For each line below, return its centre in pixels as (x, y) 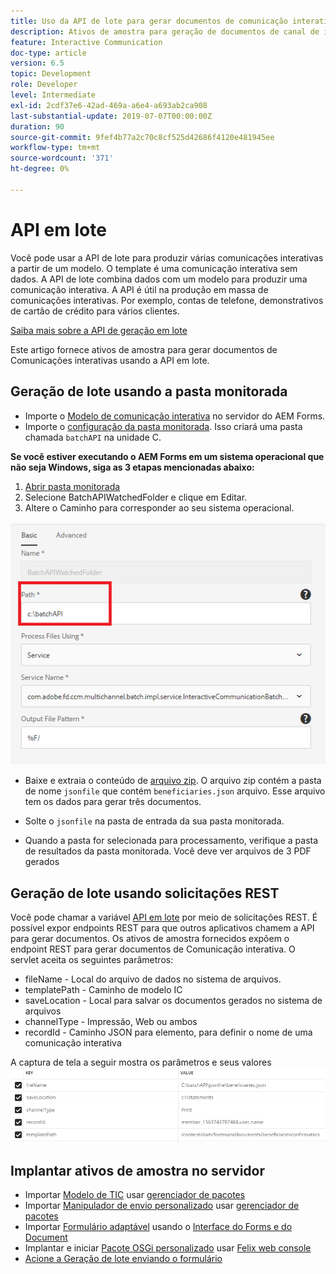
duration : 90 (37, 126)
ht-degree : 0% (40, 169)
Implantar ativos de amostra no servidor (138, 1170)
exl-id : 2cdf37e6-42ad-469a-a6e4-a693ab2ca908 (109, 105)
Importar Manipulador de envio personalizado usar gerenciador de (162, 1206)
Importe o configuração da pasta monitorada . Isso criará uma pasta (163, 426)
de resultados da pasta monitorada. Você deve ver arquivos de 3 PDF (168, 851)
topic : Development (51, 74)
